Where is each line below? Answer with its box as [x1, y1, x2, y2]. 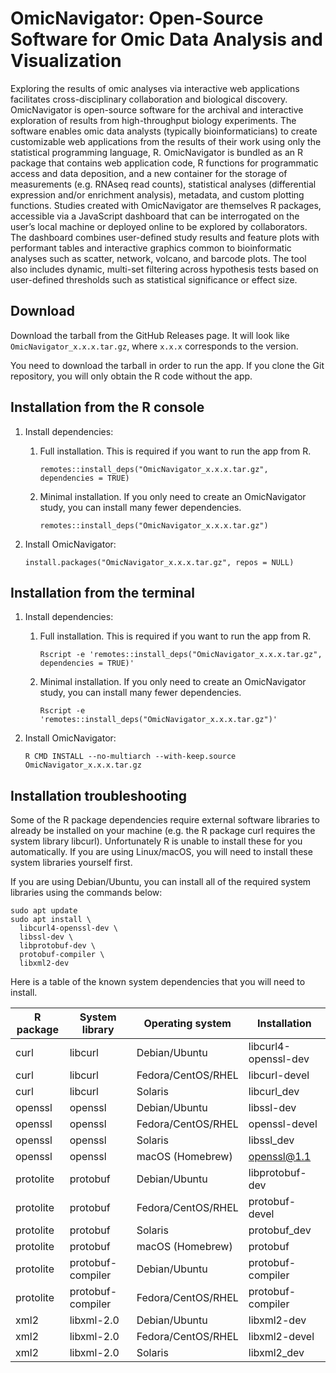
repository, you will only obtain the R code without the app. [10, 370, 253, 382]
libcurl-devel [248, 1068, 310, 1082]
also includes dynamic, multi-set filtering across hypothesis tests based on [10, 263, 319, 275]
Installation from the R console [10, 399, 205, 416]
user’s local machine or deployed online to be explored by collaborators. [10, 220, 308, 232]
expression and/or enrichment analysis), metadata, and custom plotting [10, 188, 305, 201]
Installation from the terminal [10, 584, 195, 601]
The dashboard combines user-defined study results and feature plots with [10, 231, 320, 243]
